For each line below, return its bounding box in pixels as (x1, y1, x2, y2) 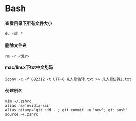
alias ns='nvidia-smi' (5, 103, 51, 108)
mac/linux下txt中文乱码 (5, 64, 53, 70)
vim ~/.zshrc (5, 99, 32, 104)
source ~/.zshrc (5, 112, 38, 117)
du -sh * (5, 31, 23, 36)
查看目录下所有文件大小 (5, 20, 52, 26)
